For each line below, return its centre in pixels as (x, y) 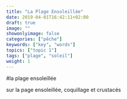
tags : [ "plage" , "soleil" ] (39, 56)
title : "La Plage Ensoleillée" (45, 12)
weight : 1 (18, 61)
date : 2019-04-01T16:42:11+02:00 (47, 17)
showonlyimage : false (33, 34)
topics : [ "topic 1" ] (32, 50)
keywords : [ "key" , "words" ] (41, 45)
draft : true (21, 23)
